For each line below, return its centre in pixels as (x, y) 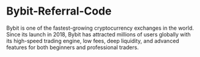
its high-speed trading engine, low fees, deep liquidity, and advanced (93, 41)
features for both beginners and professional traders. (73, 47)
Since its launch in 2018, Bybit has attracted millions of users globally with (98, 34)
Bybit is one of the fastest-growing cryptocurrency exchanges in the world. (100, 28)
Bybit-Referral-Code (59, 11)
